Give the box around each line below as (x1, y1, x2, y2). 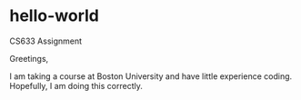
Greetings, (9, 53, 49, 64)
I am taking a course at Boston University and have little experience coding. (9, 70, 293, 82)
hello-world (9, 5, 100, 26)
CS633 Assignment (9, 35, 83, 46)
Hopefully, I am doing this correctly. (9, 80, 143, 91)
